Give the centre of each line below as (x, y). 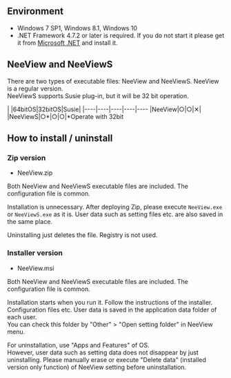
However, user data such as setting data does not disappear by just (103, 352)
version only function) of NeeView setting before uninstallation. (97, 367)
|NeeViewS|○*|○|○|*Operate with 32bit (66, 116)
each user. (22, 316)
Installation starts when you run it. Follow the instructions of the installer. (110, 302)
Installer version (35, 253)
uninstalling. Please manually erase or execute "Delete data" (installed (107, 359)
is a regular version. (35, 88)
